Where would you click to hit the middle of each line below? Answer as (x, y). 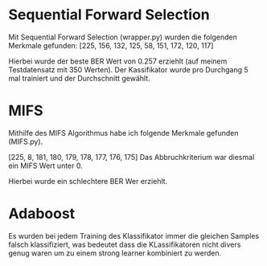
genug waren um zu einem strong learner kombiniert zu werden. (115, 253)
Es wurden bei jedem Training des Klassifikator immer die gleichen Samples (134, 235)
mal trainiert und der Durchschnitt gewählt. (79, 78)
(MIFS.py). (26, 141)
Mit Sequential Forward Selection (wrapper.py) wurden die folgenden (123, 37)
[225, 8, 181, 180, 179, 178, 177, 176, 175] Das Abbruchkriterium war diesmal (131, 157)
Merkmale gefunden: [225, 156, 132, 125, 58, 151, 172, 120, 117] (111, 45)
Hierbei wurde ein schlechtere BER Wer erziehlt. (88, 181)
